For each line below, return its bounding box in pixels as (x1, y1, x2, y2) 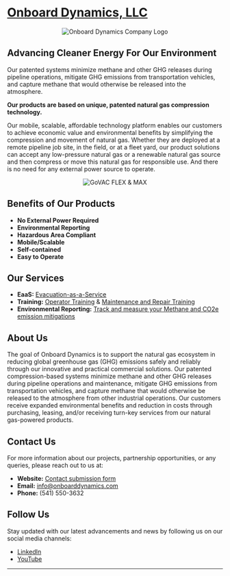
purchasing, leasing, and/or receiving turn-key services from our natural (7, 409, 211, 417)
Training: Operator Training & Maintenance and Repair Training (16, 298, 195, 306)
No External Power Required (16, 216, 99, 224)
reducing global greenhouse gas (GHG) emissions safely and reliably (7, 358, 201, 366)
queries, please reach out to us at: (7, 461, 104, 469)
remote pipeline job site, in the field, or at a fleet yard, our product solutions (7, 142, 220, 151)
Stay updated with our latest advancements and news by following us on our (7, 527, 223, 535)
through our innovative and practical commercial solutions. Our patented (7, 365, 212, 373)
